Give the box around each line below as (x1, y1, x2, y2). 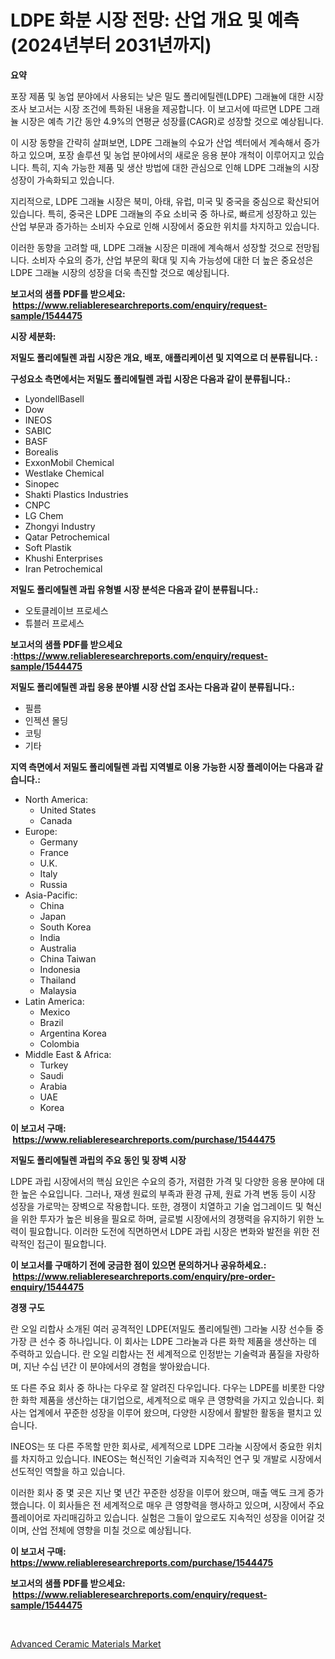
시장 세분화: (10, 330, 57, 342)
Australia (39, 942, 77, 954)
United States (39, 804, 97, 816)
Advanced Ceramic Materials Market (10, 1637, 162, 1650)
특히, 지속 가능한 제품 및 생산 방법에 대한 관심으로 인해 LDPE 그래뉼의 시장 (31, 161, 320, 173)
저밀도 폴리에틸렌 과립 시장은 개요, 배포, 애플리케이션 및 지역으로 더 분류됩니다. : (10, 351, 318, 363)
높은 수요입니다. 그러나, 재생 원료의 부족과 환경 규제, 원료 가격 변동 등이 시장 (20, 1187, 317, 1200)
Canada (39, 814, 73, 826)
